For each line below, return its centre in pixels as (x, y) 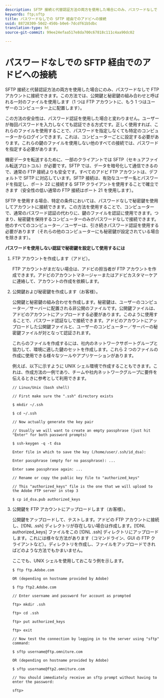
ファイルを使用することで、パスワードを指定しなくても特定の (80, 130)
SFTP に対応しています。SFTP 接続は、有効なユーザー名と (82, 178)
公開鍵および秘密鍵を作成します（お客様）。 (56, 291)
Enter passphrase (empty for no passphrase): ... (64, 461)
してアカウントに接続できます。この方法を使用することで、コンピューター (80, 206)
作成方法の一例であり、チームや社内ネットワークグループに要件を (91, 372)
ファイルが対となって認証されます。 (57, 333)
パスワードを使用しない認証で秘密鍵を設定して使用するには (65, 248)
